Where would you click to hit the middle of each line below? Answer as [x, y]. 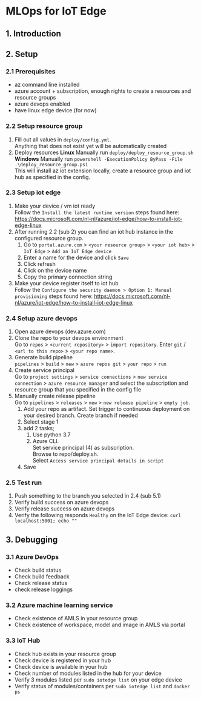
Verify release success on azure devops [64, 509]
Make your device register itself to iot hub [66, 283]
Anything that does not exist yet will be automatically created [91, 146]
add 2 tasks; [39, 428]
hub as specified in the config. [52, 177]
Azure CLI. [46, 441]
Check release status [41, 583]
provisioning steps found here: [54, 296]
